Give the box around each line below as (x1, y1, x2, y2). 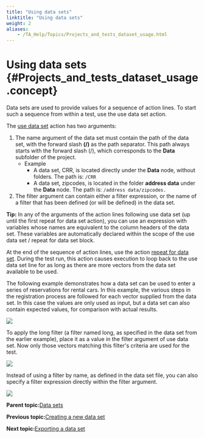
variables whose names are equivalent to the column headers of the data (6, 224, 190, 231)
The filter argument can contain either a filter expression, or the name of (15, 193, 197, 200)
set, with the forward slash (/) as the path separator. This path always (15, 141, 190, 148)
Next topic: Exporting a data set (6, 425, 85, 433)
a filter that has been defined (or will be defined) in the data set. (15, 199, 175, 206)
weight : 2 (6, 20, 32, 26)
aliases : (6, 26, 29, 32)
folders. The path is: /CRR (33, 173, 96, 181)
